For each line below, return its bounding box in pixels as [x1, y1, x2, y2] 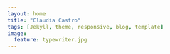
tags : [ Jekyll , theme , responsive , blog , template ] [7, 23, 164, 30]
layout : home [7, 10, 46, 18]
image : [7, 29, 27, 37]
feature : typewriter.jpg [14, 36, 87, 43]
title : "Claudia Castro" [7, 17, 81, 24]
